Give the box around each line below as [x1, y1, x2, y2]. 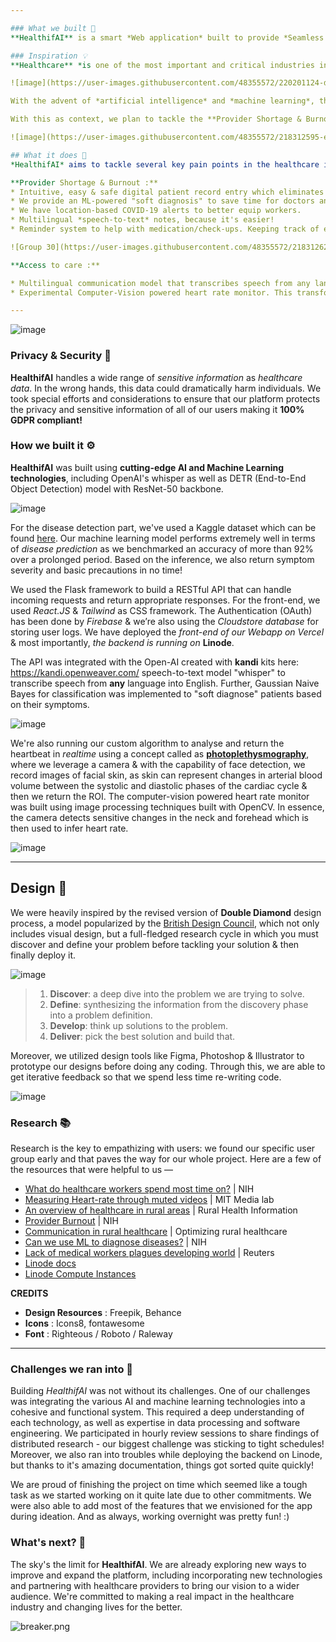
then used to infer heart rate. [10, 822, 129, 834]
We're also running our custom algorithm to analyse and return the [10, 737, 285, 749]
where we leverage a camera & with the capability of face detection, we [10, 758, 306, 770]
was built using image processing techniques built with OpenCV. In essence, [10, 801, 325, 813]
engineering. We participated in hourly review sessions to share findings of [10, 1427, 320, 1440]
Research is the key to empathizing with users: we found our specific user [10, 1142, 316, 1154]
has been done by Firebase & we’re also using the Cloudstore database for [10, 615, 319, 627]
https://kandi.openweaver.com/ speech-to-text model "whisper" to [10, 666, 286, 678]
